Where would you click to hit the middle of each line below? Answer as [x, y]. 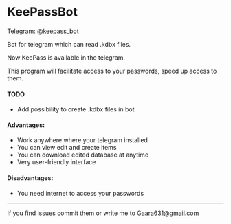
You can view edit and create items [67, 148]
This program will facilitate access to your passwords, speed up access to [112, 71]
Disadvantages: [30, 178]
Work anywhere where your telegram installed [82, 140]
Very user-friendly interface [56, 162]
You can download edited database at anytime [83, 155]
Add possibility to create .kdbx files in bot [76, 109]
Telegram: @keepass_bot [43, 31]
